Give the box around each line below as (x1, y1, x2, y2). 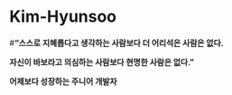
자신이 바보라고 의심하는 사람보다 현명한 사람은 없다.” (9, 56, 194, 67)
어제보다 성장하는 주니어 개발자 (9, 75, 117, 87)
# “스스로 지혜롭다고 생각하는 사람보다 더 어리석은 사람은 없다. (9, 37, 224, 48)
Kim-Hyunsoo (9, 6, 117, 27)
